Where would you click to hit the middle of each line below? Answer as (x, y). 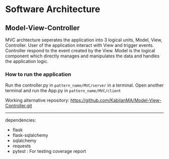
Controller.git (19, 106)
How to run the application (38, 74)
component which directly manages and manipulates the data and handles (82, 56)
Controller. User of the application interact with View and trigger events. (80, 45)
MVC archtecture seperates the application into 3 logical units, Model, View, (84, 40)
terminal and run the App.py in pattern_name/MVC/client (63, 91)
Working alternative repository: (37, 100)
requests (22, 146)
